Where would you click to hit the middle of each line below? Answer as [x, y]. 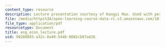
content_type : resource [29, 10]
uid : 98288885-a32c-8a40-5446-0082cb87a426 [50, 37]
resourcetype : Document [29, 28]
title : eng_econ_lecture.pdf [35, 32]
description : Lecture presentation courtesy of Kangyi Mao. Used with [79, 14]
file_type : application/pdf [34, 23]
